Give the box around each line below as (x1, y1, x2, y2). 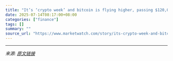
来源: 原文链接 (5, 50, 35, 56)
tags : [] (5, 21, 24, 27)
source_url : (5, 31, 31, 36)
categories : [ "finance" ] (5, 17, 59, 22)
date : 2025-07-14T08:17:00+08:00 (5, 12, 77, 17)
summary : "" (5, 26, 31, 32)
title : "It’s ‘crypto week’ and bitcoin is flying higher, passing (5, 7, 153, 13)
